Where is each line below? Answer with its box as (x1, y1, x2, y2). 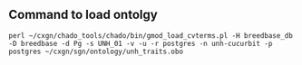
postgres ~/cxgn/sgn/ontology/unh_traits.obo (8, 47, 183, 56)
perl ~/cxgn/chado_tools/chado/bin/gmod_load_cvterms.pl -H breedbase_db (8, 31, 294, 40)
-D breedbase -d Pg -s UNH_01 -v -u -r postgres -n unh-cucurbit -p (8, 39, 273, 48)
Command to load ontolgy (8, 7, 158, 23)
